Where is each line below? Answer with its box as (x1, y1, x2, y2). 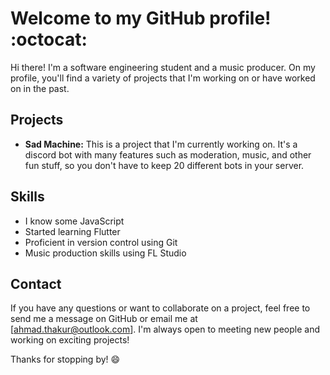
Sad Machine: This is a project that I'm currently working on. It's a (24, 138, 298, 150)
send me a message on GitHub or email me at (10, 313, 198, 325)
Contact (10, 275, 62, 292)
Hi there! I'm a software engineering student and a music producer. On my (10, 61, 316, 73)
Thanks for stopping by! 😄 (10, 353, 121, 366)
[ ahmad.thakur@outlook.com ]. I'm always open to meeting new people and (10, 323, 320, 336)
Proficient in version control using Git (24, 236, 178, 248)
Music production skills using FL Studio (24, 247, 187, 259)
